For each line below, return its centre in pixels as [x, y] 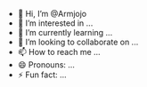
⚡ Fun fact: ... [42, 75]
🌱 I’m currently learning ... [65, 32]
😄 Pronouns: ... [46, 65]
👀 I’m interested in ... [55, 23]
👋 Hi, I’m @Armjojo [52, 14]
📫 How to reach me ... [59, 52]
